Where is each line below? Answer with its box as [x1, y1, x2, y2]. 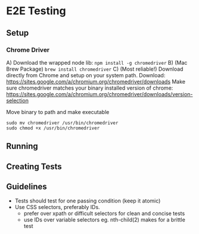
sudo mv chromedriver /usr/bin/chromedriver [6, 120, 119, 126]
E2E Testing [6, 4, 67, 18]
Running [6, 141, 39, 151]
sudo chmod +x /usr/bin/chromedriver [6, 125, 100, 131]
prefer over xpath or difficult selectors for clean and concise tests [23, 210, 185, 217]
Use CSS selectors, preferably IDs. [14, 204, 100, 211]
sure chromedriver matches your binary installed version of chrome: [6, 84, 173, 91]
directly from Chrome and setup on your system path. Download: [6, 71, 166, 78]
